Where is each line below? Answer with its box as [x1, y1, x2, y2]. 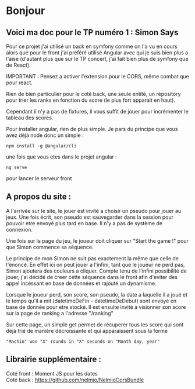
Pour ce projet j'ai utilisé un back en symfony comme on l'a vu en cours [6, 43, 178, 50]
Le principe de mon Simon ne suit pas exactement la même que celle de [6, 254, 179, 261]
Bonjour [6, 4, 45, 18]
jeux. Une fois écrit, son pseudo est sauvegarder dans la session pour [6, 214, 173, 221]
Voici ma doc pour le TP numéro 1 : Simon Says [6, 27, 179, 37]
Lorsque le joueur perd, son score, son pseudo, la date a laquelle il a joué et [6, 291, 188, 298]
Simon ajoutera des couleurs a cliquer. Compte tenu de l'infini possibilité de [6, 267, 187, 274]
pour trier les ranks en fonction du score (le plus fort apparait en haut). [6, 97, 176, 104]
